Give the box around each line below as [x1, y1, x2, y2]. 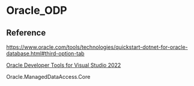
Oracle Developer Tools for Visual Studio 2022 [6, 61, 121, 69]
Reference [6, 28, 46, 38]
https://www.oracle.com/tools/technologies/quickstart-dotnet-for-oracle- [6, 43, 188, 51]
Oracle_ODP [6, 4, 67, 17]
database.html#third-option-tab [6, 50, 85, 57]
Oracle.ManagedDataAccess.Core [6, 73, 91, 80]
